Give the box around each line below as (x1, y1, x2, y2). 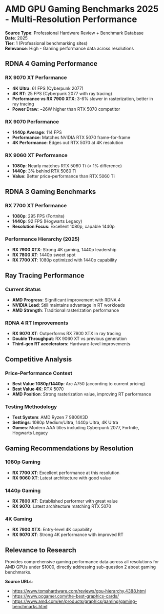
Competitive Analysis (5, 355, 72, 363)
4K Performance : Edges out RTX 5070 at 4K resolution (12, 139, 123, 145)
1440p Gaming (5, 487, 41, 494)
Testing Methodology (5, 403, 57, 410)
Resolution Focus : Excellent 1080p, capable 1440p (12, 223, 115, 229)
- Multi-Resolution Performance (5, 14, 138, 25)
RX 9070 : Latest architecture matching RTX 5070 (12, 503, 111, 509)
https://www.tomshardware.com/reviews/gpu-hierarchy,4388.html (12, 588, 146, 594)
